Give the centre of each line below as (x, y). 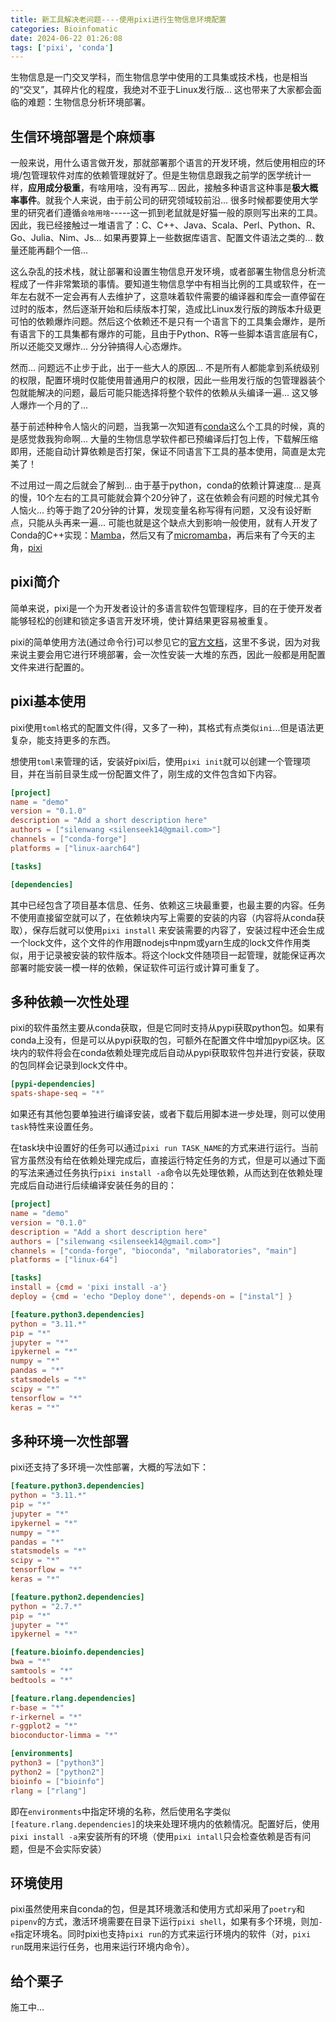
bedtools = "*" (42, 1680)
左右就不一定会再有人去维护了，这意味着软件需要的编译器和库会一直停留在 (172, 297)
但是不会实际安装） (67, 1848)
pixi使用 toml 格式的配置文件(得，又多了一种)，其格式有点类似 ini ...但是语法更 (167, 727)
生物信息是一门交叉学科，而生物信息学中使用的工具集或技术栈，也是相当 (159, 77)
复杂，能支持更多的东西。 (63, 740)
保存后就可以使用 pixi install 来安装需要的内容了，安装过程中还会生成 (178, 930)
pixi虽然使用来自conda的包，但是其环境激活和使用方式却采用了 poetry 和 (158, 1909)
